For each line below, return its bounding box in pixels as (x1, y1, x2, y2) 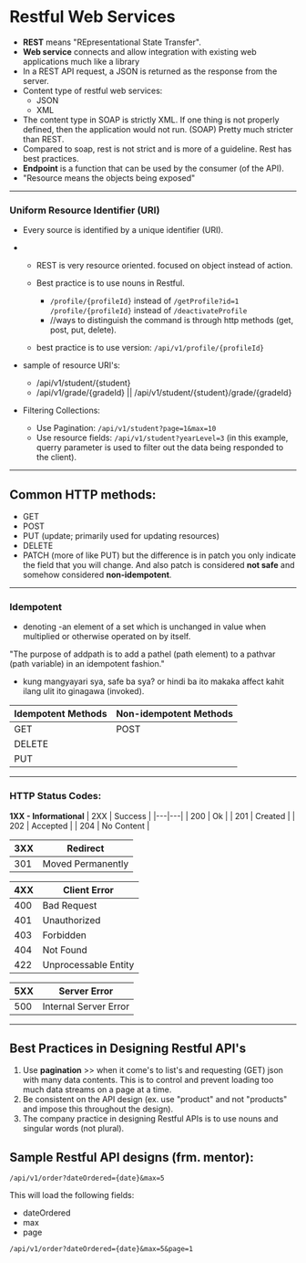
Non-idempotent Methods (116, 708, 234, 721)
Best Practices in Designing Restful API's (9, 1041, 247, 1057)
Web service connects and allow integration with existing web (22, 46, 257, 57)
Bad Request (42, 899, 97, 911)
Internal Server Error (42, 1000, 130, 1013)
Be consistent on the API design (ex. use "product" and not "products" (22, 1094, 288, 1105)
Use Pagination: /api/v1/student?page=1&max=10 (36, 423, 217, 434)
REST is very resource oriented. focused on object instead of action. (36, 260, 293, 271)
